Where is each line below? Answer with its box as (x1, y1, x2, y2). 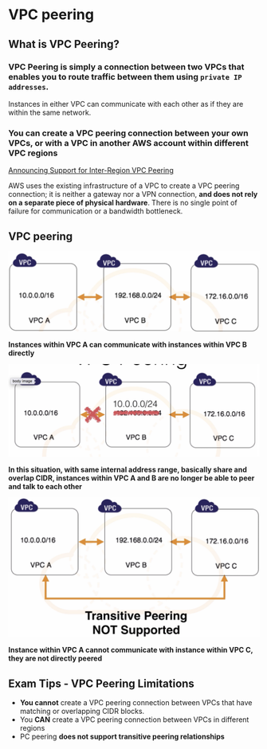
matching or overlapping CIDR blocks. (19, 707, 145, 716)
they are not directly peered (8, 653, 103, 663)
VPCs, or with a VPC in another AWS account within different (8, 137, 249, 148)
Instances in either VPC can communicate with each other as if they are (8, 99, 244, 108)
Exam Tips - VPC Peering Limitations (8, 676, 195, 690)
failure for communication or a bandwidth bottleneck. (8, 206, 183, 216)
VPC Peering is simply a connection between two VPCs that (8, 61, 245, 73)
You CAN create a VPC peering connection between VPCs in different (19, 715, 249, 724)
